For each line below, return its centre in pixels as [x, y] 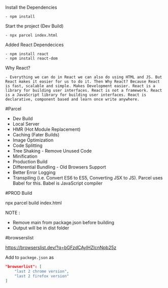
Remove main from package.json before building [63, 222]
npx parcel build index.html [33, 203]
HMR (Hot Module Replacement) [46, 129]
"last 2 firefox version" [42, 276]
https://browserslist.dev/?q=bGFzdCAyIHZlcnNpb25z [61, 247]
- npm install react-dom [31, 58]
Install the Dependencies [31, 7]
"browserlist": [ [24, 267]
